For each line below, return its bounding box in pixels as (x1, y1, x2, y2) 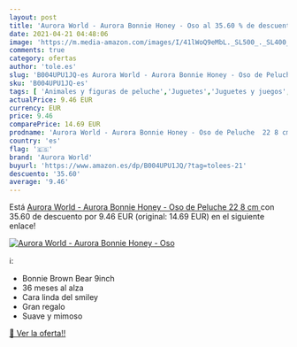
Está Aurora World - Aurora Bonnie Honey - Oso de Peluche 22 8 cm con (9, 202, 275, 212)
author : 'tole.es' (9, 63, 77, 72)
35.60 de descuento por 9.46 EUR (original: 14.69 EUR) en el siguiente (9, 212, 265, 222)
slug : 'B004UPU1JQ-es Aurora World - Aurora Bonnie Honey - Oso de (9, 71, 263, 80)
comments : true (9, 46, 65, 55)
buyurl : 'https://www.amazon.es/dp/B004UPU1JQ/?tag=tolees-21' (9, 161, 247, 170)
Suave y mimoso (21, 311, 83, 321)
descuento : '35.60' (9, 169, 81, 178)
